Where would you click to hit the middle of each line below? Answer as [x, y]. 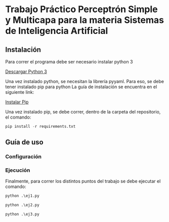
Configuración [24, 157]
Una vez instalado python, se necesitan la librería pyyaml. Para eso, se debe [85, 81]
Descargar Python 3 [26, 71]
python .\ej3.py [22, 214]
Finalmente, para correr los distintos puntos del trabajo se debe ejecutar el [83, 181]
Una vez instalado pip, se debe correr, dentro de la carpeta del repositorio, [83, 112]
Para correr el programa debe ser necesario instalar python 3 [69, 62]
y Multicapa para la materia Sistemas [85, 20]
